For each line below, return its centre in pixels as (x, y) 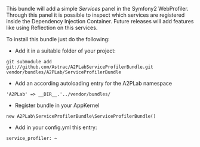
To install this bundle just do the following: (58, 39)
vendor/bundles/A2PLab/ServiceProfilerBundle (64, 72)
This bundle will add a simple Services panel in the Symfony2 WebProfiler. (98, 9)
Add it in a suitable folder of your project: (65, 51)
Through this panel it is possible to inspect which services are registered (96, 15)
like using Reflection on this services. (52, 27)
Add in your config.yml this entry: (56, 127)
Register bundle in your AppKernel (57, 105)
